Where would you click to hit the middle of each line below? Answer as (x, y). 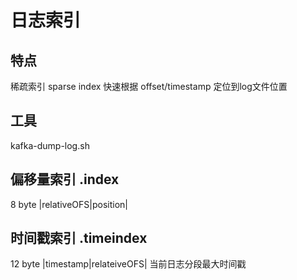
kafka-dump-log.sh (50, 145)
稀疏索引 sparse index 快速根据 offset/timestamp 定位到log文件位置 (149, 86)
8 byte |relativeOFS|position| (69, 204)
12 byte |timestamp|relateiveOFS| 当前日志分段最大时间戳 (128, 264)
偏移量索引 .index (65, 179)
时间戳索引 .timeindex (79, 238)
